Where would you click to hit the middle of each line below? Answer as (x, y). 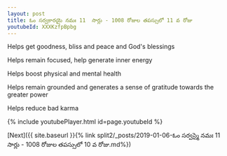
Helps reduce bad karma (43, 108)
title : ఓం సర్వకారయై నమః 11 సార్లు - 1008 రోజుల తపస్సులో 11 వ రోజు (100, 20)
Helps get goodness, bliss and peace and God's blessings (91, 47)
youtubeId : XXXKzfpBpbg (42, 27)
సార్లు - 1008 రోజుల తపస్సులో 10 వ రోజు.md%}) (69, 145)
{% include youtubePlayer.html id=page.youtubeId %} (85, 122)
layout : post (26, 14)
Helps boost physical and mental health (64, 73)
